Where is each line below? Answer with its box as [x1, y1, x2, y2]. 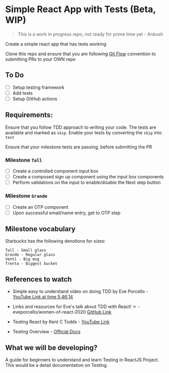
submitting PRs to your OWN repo [5, 56, 76, 62]
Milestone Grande [5, 193, 48, 200]
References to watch [5, 275, 72, 283]
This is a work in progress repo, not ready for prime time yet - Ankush [17, 31, 163, 37]
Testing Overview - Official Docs [12, 328, 81, 335]
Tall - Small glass [5, 248, 47, 253]
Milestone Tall [5, 156, 43, 163]
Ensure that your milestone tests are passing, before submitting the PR [5, 143, 152, 150]
